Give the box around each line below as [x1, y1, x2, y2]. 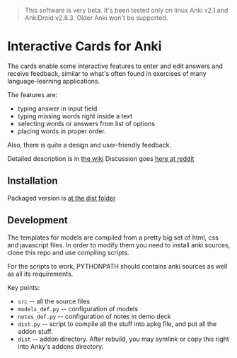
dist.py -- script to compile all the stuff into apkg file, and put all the [17, 319, 217, 328]
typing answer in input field [17, 104, 98, 113]
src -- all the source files [17, 297, 91, 306]
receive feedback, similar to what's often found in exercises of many [7, 69, 207, 77]
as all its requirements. [7, 269, 74, 278]
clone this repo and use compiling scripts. [7, 248, 129, 257]
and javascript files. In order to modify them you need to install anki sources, [7, 240, 231, 249]
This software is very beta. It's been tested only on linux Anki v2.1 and [24, 6, 229, 14]
